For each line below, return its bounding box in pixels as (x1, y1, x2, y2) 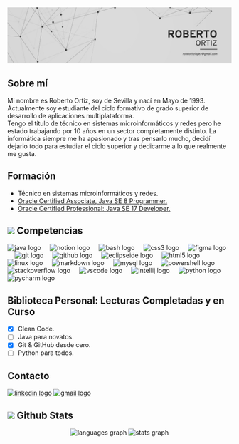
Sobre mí (7, 78, 48, 90)
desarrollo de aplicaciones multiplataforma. (7, 111, 134, 120)
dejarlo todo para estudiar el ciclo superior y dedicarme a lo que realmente (7, 142, 227, 150)
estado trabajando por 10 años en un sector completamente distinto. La (7, 126, 217, 135)
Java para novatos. (17, 333, 74, 341)
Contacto (7, 370, 50, 382)
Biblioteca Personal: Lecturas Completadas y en (7, 294, 225, 306)
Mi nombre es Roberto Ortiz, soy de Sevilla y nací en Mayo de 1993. (7, 96, 206, 105)
